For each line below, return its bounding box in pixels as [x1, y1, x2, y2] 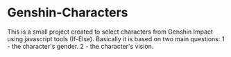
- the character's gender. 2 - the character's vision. [7, 42, 154, 50]
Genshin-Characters [7, 5, 128, 21]
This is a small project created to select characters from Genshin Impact [7, 27, 214, 36]
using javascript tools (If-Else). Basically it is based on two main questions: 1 [7, 34, 225, 43]
